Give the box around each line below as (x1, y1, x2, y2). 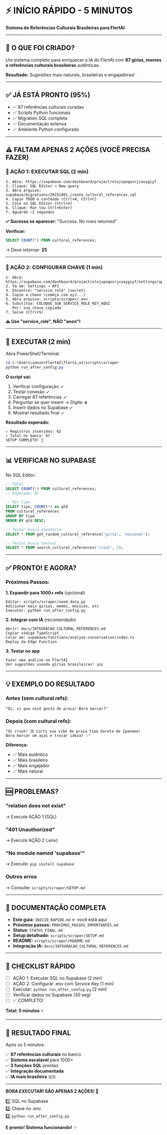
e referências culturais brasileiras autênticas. (5, 62, 100, 68)
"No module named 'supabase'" (5, 850, 85, 856)
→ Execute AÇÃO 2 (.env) (5, 837, 58, 843)
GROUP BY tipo (5, 513, 35, 519)
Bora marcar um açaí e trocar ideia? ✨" (5, 733, 91, 738)
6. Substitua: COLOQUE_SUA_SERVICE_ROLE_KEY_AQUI (5, 301, 111, 306)
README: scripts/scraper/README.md (12, 938, 90, 944)
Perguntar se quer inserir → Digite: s (12, 399, 87, 405)
